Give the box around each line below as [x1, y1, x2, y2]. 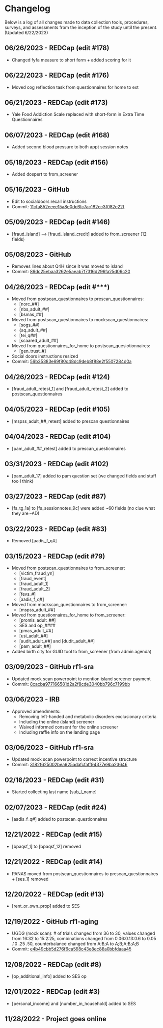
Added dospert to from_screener [11, 171, 78, 177]
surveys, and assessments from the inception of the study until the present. [4, 24, 158, 30]
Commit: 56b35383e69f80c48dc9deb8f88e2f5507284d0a [11, 359, 132, 364]
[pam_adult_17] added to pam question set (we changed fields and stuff [11, 472, 157, 479]
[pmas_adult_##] [19, 627, 54, 634]
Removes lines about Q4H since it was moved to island [11, 263, 123, 269]
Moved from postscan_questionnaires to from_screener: [11, 565, 126, 571]
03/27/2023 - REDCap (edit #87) [4, 492, 107, 500]
